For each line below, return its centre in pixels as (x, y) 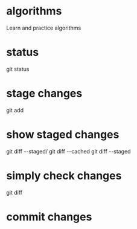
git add (15, 110)
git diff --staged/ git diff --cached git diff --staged (68, 151)
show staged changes (63, 135)
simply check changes (64, 176)
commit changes (49, 217)
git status (18, 69)
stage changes (44, 93)
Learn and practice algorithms (44, 28)
